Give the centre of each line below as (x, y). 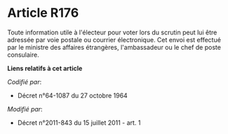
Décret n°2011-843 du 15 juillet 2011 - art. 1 (79, 122)
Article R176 (43, 13)
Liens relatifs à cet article (45, 68)
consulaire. (24, 55)
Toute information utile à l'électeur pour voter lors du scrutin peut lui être (112, 32)
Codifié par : (25, 81)
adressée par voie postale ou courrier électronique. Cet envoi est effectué (114, 39)
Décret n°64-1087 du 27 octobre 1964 (72, 95)
